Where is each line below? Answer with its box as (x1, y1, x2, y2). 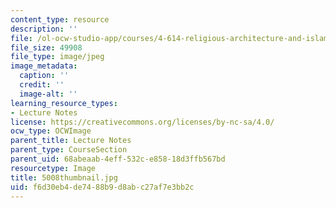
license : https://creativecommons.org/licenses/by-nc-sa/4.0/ (10, 117, 275, 127)
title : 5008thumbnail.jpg (10, 172, 118, 183)
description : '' (10, 24, 78, 34)
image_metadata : (10, 61, 78, 71)
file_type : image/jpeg (10, 52, 105, 62)
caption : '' (19, 71, 70, 81)
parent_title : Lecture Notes (10, 136, 132, 146)
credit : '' (19, 80, 65, 90)
